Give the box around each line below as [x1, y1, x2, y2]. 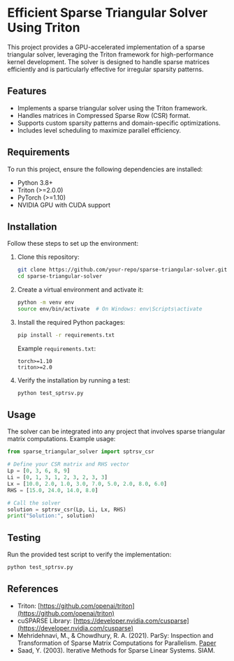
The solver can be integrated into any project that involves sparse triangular [7, 427, 226, 436]
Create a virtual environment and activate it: [17, 285, 144, 294]
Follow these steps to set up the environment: [7, 239, 138, 248]
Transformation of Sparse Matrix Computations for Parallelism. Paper [17, 639, 217, 647]
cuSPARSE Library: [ [17, 616, 76, 625]
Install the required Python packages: [17, 318, 126, 326]
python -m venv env [17, 299, 75, 306]
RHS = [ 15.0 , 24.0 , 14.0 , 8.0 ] [7, 487, 98, 493]
